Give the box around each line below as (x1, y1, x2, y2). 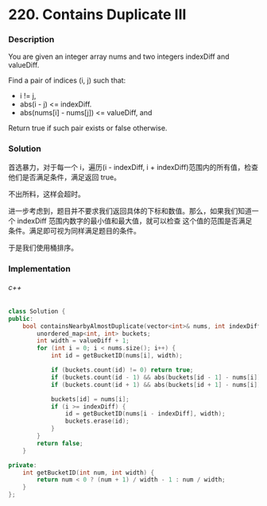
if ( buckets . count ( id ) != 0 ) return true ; (50, 366, 194, 374)
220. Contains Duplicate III (8, 6, 187, 24)
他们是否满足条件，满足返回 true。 (8, 172, 122, 182)
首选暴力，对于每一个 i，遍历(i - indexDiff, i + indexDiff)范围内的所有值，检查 (8, 162, 259, 172)
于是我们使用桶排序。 (8, 242, 78, 252)
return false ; (37, 439, 83, 447)
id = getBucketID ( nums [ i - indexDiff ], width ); (64, 410, 226, 418)
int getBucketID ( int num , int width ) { (22, 469, 155, 477)
